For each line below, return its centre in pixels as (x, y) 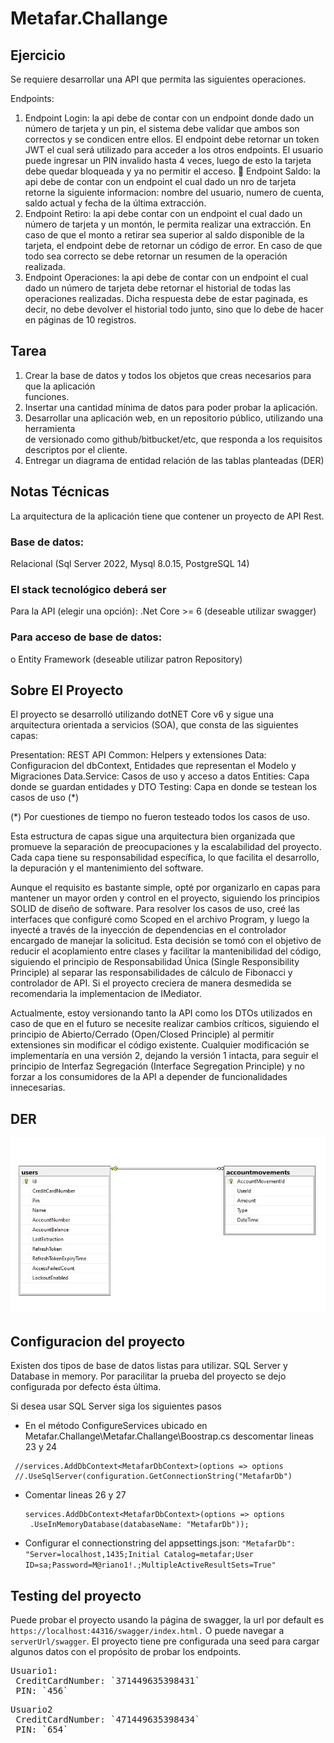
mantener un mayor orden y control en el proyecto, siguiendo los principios (165, 898)
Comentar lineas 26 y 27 (75, 1495)
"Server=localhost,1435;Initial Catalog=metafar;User (139, 1555)
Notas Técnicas (60, 492)
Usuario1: (34, 1671)
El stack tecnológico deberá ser (88, 589)
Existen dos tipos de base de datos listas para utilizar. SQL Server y (149, 1366)
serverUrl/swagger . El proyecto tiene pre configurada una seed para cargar (165, 1641)
